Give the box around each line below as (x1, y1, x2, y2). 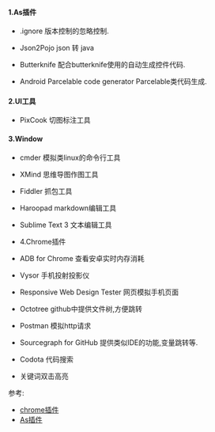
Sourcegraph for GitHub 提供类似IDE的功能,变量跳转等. (19, 337, 198, 347)
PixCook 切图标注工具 (19, 116, 91, 125)
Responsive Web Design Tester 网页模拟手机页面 (19, 287, 179, 297)
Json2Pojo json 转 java (19, 44, 95, 53)
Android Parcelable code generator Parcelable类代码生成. (19, 77, 207, 86)
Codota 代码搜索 (19, 354, 74, 364)
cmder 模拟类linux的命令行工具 (19, 153, 121, 162)
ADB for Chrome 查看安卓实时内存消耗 (19, 253, 145, 263)
